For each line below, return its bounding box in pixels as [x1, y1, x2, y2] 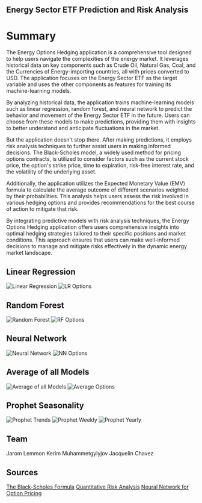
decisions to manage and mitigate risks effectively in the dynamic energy [6, 243, 188, 250]
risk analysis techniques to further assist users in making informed [6, 143, 171, 150]
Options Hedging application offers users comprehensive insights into [6, 223, 179, 231]
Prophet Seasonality [6, 400, 84, 410]
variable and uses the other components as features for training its [6, 81, 171, 88]
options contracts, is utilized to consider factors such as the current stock [6, 155, 189, 163]
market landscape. [6, 249, 52, 257]
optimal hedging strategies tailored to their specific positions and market [6, 230, 186, 237]
